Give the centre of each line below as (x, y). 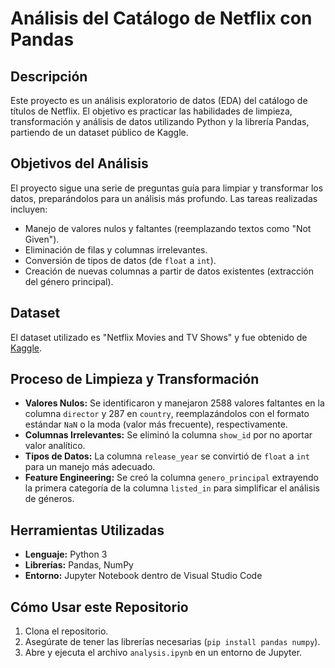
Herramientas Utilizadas (87, 530)
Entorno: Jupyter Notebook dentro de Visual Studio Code (143, 576)
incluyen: (29, 209)
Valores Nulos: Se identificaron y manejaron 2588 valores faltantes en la (174, 403)
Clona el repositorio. (66, 631)
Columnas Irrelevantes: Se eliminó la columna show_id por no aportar (168, 435)
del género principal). (69, 281)
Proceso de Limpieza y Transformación (135, 379)
